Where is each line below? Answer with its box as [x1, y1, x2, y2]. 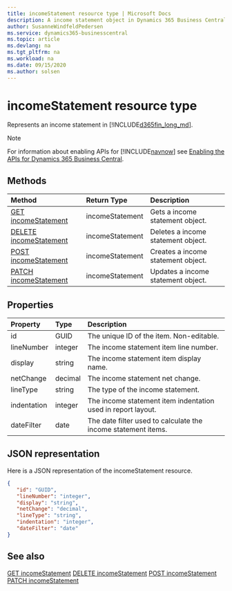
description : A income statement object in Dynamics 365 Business [7, 17, 202, 24]
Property [10, 320, 41, 329]
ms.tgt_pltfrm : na [7, 49, 60, 56]
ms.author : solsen [7, 68, 60, 75]
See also [7, 551, 45, 563]
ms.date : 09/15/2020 [7, 62, 67, 69]
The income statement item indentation [87, 396, 215, 406]
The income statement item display [87, 354, 202, 363]
